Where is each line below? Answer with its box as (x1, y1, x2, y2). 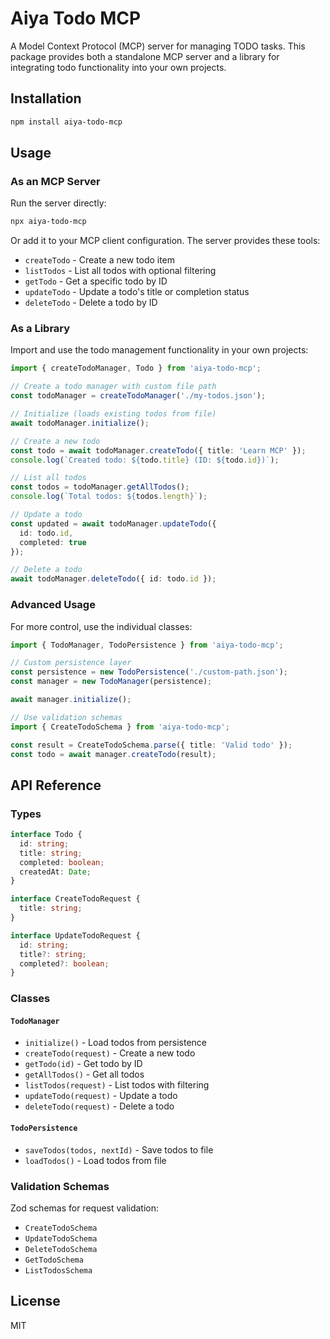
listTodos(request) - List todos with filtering (24, 1079, 210, 1091)
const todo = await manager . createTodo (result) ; (10, 749, 217, 759)
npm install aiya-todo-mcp (10, 117, 123, 127)
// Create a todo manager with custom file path (10, 382, 217, 392)
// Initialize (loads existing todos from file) (10, 409, 217, 419)
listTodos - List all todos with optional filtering (24, 265, 217, 277)
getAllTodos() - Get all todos (24, 1068, 145, 1081)
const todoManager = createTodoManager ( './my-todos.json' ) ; (10, 391, 267, 401)
